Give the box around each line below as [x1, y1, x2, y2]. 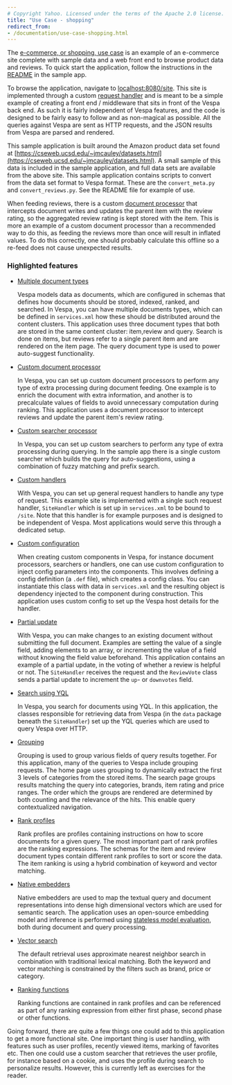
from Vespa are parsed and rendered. [7, 128, 115, 137]
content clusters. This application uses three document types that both [17, 320, 220, 328]
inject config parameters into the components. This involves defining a [17, 567, 219, 576]
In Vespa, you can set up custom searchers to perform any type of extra [17, 440, 224, 448]
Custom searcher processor [17, 426, 98, 434]
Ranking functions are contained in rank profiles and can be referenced [17, 998, 221, 1007]
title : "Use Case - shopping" [7, 17, 95, 24]
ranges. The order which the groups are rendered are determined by [17, 788, 213, 796]
